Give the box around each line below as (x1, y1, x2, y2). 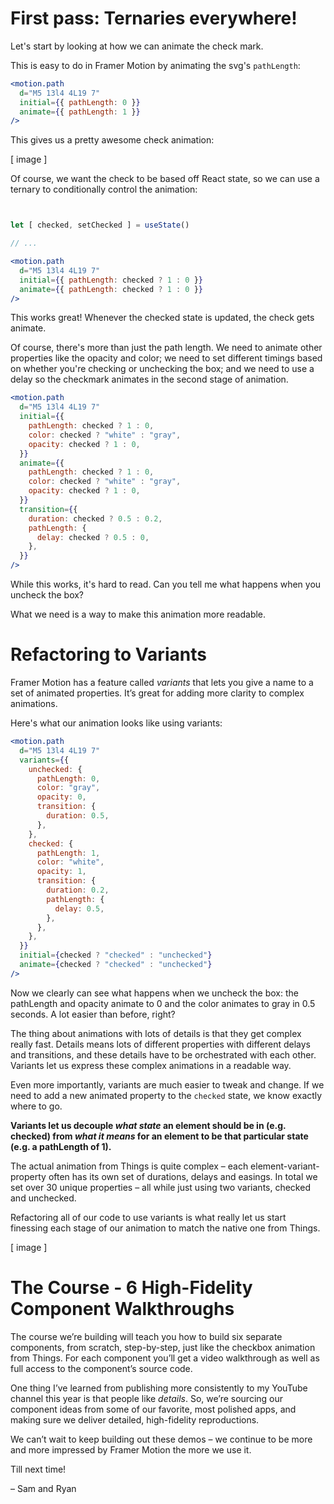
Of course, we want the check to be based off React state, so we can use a (10, 173, 320, 185)
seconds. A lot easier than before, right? (10, 1008, 176, 1020)
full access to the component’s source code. (10, 1362, 193, 1374)
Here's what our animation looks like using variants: (10, 717, 223, 729)
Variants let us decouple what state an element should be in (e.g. (10, 1119, 287, 1131)
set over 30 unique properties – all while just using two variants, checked (10, 1181, 311, 1193)
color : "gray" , (36, 783, 101, 793)
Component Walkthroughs (10, 1297, 235, 1320)
